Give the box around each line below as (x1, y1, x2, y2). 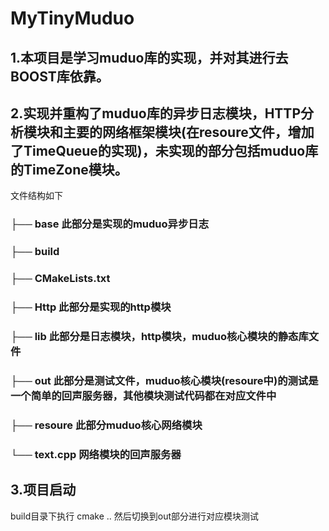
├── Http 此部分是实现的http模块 (10, 300, 172, 314)
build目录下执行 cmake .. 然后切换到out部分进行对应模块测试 (10, 510, 259, 522)
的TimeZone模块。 (10, 161, 128, 178)
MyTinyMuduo (10, 7, 135, 30)
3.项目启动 (10, 482, 77, 499)
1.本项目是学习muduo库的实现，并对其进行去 (10, 49, 289, 66)
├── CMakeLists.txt (10, 272, 111, 286)
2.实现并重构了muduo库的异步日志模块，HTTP (10, 105, 301, 122)
